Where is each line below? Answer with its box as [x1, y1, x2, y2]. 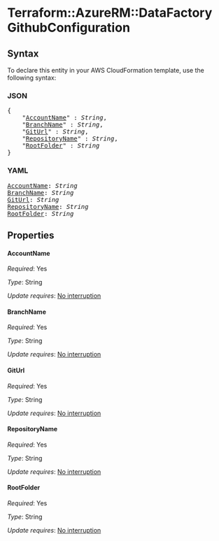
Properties [7, 229, 55, 241]
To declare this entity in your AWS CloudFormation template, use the [7, 66, 204, 74]
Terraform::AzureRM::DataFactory [7, 5, 213, 21]
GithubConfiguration [7, 20, 131, 36]
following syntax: [7, 73, 57, 82]
